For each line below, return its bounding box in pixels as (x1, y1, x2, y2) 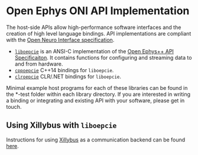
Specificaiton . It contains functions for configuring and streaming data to (14, 54, 192, 61)
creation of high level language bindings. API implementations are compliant (6, 30, 191, 37)
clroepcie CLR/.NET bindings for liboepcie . (14, 73, 122, 80)
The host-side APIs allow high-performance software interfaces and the (6, 24, 181, 31)
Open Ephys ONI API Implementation (6, 4, 190, 18)
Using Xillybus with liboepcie (6, 120, 117, 131)
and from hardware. (14, 60, 63, 67)
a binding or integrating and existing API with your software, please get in (6, 96, 185, 104)
